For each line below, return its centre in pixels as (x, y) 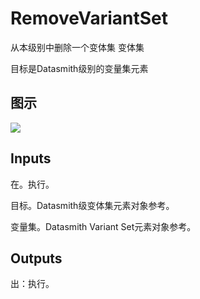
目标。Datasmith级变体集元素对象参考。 (92, 205)
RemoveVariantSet (89, 18)
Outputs (36, 258)
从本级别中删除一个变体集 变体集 (77, 47)
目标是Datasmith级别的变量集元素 (79, 68)
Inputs (31, 158)
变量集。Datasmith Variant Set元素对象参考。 (103, 226)
